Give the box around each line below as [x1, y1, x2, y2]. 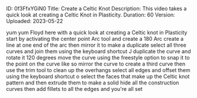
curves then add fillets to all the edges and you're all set [6, 86, 143, 92]
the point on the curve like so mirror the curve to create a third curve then [6, 60, 186, 67]
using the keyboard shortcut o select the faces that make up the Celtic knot [6, 73, 190, 80]
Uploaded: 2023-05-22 [6, 18, 63, 24]
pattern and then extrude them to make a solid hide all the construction [6, 79, 179, 86]
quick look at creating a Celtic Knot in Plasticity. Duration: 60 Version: [6, 11, 176, 18]
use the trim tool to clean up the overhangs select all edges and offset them [6, 67, 190, 73]
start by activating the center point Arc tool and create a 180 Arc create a [6, 35, 184, 42]
